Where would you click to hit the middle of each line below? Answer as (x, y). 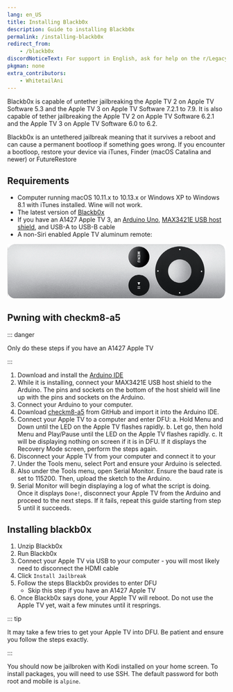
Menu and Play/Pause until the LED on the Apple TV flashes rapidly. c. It (120, 434)
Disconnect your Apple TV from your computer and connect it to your (116, 456)
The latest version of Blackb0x (61, 213)
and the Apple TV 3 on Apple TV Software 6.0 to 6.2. (83, 123)
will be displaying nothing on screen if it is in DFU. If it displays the (112, 441)
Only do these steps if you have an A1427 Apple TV (80, 348)
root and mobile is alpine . (44, 682)
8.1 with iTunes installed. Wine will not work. (80, 205)
